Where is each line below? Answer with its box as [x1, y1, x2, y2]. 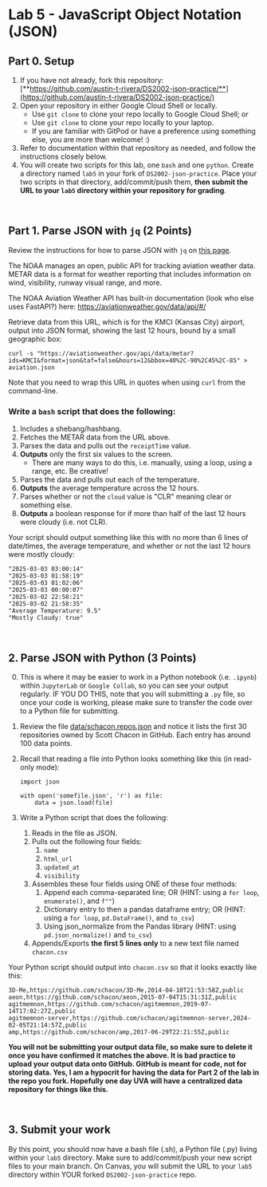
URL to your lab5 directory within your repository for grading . [19, 186, 227, 195]
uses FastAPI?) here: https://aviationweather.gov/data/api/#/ [8, 302, 206, 311]
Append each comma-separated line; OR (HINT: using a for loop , [43, 887, 260, 897]
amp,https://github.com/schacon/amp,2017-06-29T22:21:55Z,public [8, 1027, 230, 1036]
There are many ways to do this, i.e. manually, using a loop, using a [31, 458, 253, 467]
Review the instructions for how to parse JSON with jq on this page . [8, 245, 232, 254]
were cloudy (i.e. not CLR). [19, 517, 108, 527]
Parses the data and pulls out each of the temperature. [19, 475, 200, 484]
